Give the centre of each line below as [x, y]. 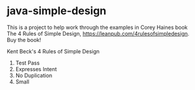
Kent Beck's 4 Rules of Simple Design [53, 51]
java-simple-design [57, 11]
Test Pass [28, 63]
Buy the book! [24, 40]
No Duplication [34, 75]
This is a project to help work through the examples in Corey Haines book [97, 27]
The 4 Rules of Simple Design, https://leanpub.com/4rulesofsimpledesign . [98, 33]
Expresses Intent [36, 69]
